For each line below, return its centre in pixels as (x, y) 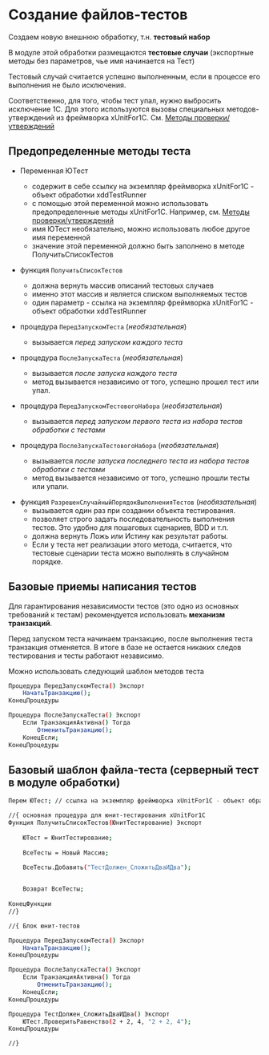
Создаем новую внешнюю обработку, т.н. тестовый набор (109, 37)
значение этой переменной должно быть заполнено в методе (138, 245)
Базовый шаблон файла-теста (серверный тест (134, 770)
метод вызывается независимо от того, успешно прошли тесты (141, 478)
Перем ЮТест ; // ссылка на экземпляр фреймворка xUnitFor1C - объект (127, 801)
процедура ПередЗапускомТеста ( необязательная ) (103, 326)
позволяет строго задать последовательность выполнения (133, 519)
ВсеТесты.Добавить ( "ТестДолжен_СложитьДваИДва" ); (107, 867)
